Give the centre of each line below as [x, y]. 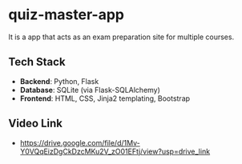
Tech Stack [37, 62]
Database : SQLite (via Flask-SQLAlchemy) [90, 90]
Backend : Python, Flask [59, 81]
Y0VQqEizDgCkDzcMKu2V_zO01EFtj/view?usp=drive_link [115, 151]
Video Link [35, 124]
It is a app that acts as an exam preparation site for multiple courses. [121, 37]
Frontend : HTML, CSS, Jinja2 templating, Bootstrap [105, 98]
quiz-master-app [66, 15]
